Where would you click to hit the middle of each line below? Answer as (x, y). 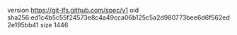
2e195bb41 (23, 25)
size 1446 (54, 25)
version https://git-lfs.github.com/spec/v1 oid (73, 10)
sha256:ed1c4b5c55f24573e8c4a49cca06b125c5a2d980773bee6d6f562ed (118, 17)
